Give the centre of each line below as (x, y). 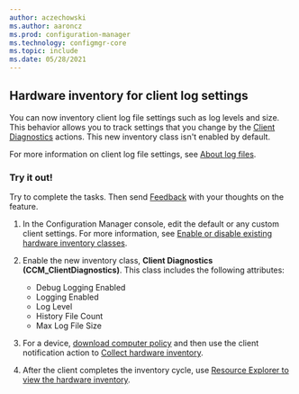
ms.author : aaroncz (46, 26)
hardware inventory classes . (75, 243)
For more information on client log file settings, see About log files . (133, 154)
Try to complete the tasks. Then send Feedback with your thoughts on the (147, 197)
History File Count (69, 317)
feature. (24, 207)
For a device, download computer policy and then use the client (140, 344)
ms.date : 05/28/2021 (48, 59)
